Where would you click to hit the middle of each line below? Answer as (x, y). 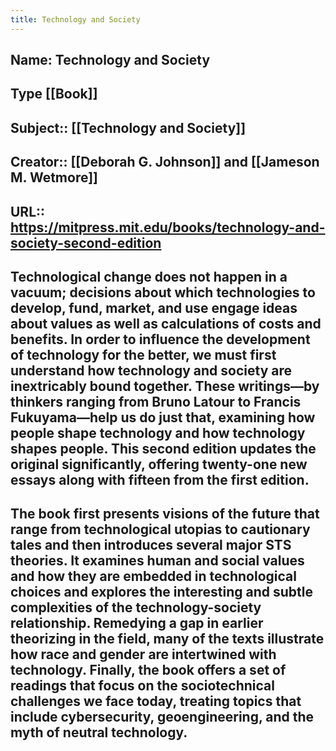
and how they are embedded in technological (153, 576)
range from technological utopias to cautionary (160, 529)
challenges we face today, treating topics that (156, 701)
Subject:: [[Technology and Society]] (128, 127)
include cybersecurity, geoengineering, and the (162, 717)
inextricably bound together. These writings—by (165, 386)
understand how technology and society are (151, 370)
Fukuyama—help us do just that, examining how (163, 417)
